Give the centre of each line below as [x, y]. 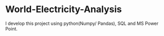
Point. [12, 28]
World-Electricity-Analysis [64, 9]
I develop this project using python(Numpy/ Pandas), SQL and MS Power [82, 23]
